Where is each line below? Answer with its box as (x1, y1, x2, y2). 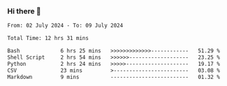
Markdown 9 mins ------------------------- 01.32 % (7, 73, 220, 80)
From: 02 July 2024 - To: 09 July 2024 (7, 22, 124, 29)
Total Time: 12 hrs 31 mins (7, 35, 89, 42)
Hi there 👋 (7, 6, 42, 16)
